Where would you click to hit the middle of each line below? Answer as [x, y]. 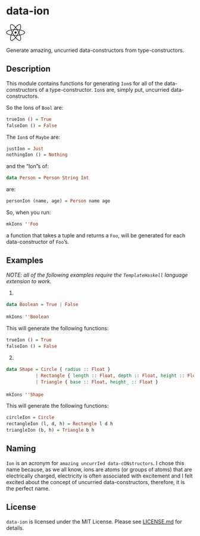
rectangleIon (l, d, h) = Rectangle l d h [60, 424]
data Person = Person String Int [48, 178]
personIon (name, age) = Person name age [58, 201]
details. [15, 528]
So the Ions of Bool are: [35, 107]
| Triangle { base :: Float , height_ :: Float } [97, 382]
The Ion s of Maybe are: [33, 137]
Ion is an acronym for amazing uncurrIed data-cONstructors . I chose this [95, 463]
